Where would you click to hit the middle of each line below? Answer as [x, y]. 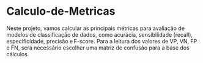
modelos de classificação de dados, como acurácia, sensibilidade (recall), [100, 34]
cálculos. [18, 54]
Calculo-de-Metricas [61, 11]
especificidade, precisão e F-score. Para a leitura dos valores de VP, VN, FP [102, 41]
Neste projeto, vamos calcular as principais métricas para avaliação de [96, 28]
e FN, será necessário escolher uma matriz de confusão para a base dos [98, 48]
